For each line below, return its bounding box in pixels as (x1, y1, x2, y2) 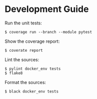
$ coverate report (4, 48, 43, 53)
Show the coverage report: (4, 38, 60, 44)
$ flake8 (4, 71, 23, 76)
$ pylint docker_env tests (4, 66, 61, 71)
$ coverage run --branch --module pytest (4, 29, 92, 34)
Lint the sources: (4, 56, 39, 63)
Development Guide (4, 3, 89, 15)
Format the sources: (4, 79, 46, 85)
